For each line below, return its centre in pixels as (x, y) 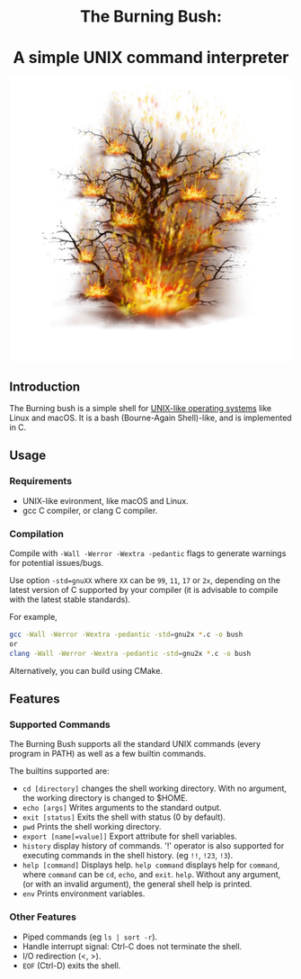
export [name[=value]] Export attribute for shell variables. (130, 836)
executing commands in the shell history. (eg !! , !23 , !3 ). (128, 856)
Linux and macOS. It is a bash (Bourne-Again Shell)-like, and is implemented (150, 418)
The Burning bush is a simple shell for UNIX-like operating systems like (141, 408)
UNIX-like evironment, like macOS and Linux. (105, 500)
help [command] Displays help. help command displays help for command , (151, 865)
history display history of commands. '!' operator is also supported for (153, 846)
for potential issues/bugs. (57, 562)
